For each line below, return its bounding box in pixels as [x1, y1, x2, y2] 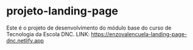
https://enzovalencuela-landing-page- [91, 30, 188, 37]
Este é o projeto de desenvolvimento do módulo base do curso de [6, 24, 172, 31]
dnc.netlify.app [6, 37, 44, 44]
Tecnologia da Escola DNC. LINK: [6, 30, 90, 37]
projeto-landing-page [6, 4, 119, 18]
